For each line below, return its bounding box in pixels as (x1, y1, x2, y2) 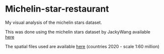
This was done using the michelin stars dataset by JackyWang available (5, 29, 151, 35)
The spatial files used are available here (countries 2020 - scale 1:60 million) (5, 43, 160, 49)
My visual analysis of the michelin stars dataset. (5, 19, 102, 25)
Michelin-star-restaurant (5, 3, 109, 15)
